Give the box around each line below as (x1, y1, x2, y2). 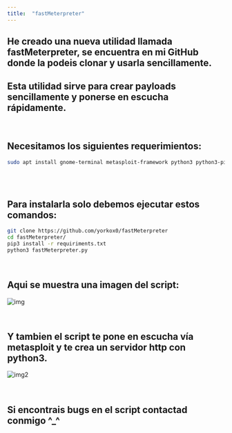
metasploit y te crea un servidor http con (7, 342, 186, 354)
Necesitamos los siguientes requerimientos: (7, 141, 202, 152)
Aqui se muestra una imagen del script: (7, 279, 180, 291)
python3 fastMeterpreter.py (7, 246, 88, 254)
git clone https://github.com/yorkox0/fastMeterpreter (7, 228, 168, 234)
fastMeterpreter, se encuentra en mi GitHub (7, 46, 199, 59)
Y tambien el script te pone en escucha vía (7, 331, 194, 343)
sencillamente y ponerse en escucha (7, 91, 169, 103)
